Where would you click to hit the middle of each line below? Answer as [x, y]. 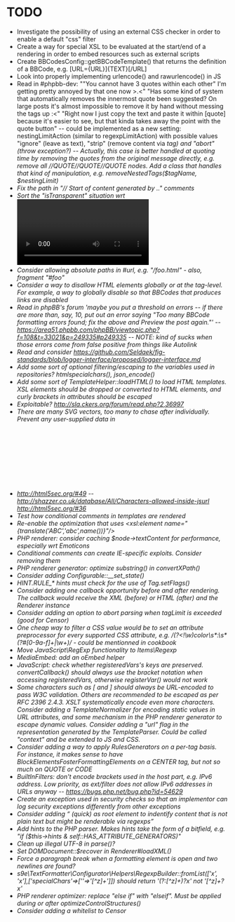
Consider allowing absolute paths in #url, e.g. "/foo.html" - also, [109, 270]
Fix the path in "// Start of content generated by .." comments [105, 188]
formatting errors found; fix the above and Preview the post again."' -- [119, 322]
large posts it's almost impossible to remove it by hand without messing [120, 106]
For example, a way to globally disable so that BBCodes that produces [119, 292]
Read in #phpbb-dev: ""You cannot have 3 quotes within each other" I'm [122, 83]
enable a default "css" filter [56, 39]
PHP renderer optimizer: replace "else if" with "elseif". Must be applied [119, 895]
